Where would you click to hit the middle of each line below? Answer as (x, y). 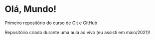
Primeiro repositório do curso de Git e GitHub (51, 23)
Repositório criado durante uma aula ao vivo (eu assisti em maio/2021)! (77, 32)
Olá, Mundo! (31, 9)
